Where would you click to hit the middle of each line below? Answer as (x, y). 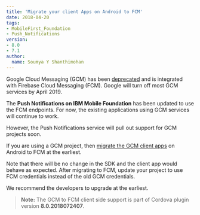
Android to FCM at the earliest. (44, 152)
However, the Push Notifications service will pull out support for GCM (92, 128)
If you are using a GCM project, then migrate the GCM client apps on (90, 146)
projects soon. (24, 134)
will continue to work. (33, 116)
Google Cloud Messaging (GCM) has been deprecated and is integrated (95, 79)
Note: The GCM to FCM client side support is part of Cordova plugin (105, 199)
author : (16, 56)
